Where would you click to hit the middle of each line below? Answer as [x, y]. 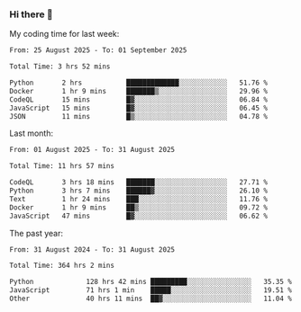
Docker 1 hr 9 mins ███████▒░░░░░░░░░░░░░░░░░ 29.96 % [139, 91]
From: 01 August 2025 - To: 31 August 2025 [92, 150]
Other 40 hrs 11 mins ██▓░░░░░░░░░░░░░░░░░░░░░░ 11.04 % [151, 299]
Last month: [32, 133]
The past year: [36, 233]
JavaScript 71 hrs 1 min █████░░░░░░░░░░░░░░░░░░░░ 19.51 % [151, 290]
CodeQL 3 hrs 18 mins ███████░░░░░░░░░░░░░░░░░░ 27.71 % [139, 183]
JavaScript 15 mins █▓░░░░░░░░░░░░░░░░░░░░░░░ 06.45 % [139, 108]
